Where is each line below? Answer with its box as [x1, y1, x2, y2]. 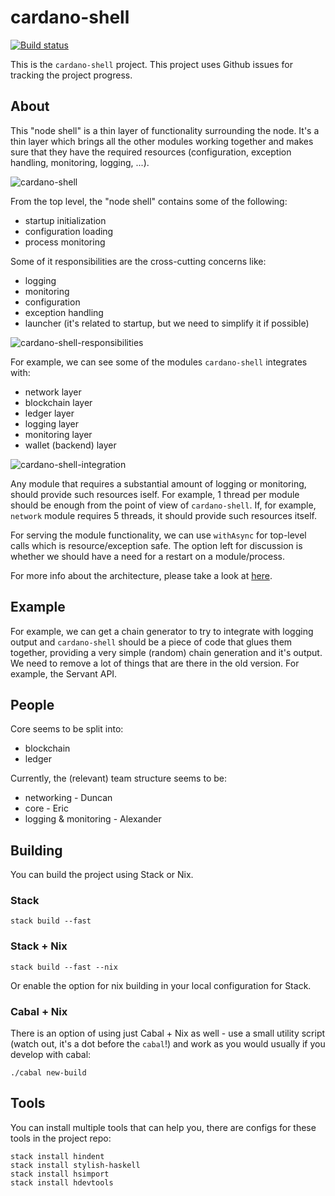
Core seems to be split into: [10, 723, 124, 735]
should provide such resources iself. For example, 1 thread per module [10, 488, 300, 500]
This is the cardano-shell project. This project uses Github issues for [10, 58, 293, 70]
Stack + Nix [10, 939, 68, 953]
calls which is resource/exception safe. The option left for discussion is [10, 539, 303, 551]
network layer [24, 386, 82, 398]
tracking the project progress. [10, 69, 133, 81]
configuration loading [24, 225, 114, 237]
